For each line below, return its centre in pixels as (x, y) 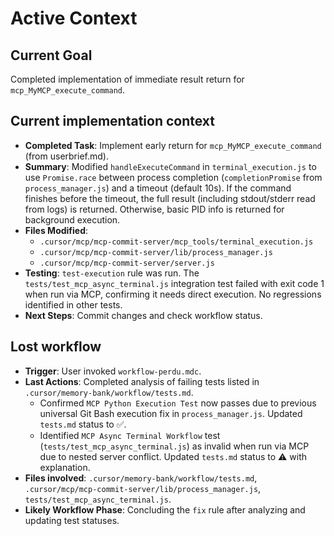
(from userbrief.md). (66, 156)
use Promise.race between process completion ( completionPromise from (173, 177)
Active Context (74, 18)
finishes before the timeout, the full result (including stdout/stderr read (170, 198)
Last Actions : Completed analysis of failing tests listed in (142, 381)
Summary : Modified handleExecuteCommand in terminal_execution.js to (170, 166)
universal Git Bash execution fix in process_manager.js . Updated (171, 413)
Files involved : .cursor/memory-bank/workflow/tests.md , (141, 478)
